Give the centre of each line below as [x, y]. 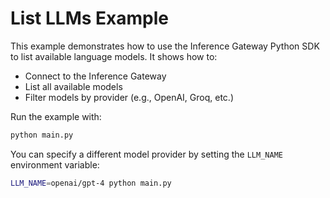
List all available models [73, 86]
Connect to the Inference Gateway [95, 76]
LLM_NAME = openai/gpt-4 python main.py [91, 183]
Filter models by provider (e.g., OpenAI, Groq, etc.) [129, 97]
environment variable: [55, 164]
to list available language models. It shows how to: [114, 56]
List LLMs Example [89, 18]
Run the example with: [56, 116]
